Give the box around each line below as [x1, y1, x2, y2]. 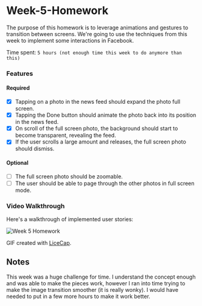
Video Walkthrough [6, 202, 65, 210]
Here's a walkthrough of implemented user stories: [6, 215, 134, 223]
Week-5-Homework [6, 4, 108, 18]
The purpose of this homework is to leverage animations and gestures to [6, 24, 189, 31]
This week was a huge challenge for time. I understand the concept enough [6, 273, 196, 280]
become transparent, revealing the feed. [15, 132, 117, 139]
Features [6, 69, 33, 78]
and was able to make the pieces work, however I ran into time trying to [6, 279, 186, 287]
